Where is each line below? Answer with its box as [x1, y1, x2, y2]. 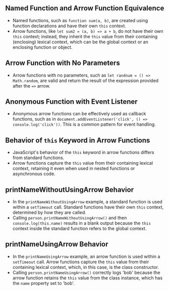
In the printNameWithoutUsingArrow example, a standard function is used [12, 199, 162, 205]
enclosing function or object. [12, 44, 73, 50]
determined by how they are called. [12, 209, 87, 215]
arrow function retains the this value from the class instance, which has [12, 274, 163, 281]
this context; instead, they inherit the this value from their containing [12, 33, 158, 39]
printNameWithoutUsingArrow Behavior [5, 185, 134, 194]
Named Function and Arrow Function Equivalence [5, 4, 164, 13]
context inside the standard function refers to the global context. [12, 226, 147, 232]
